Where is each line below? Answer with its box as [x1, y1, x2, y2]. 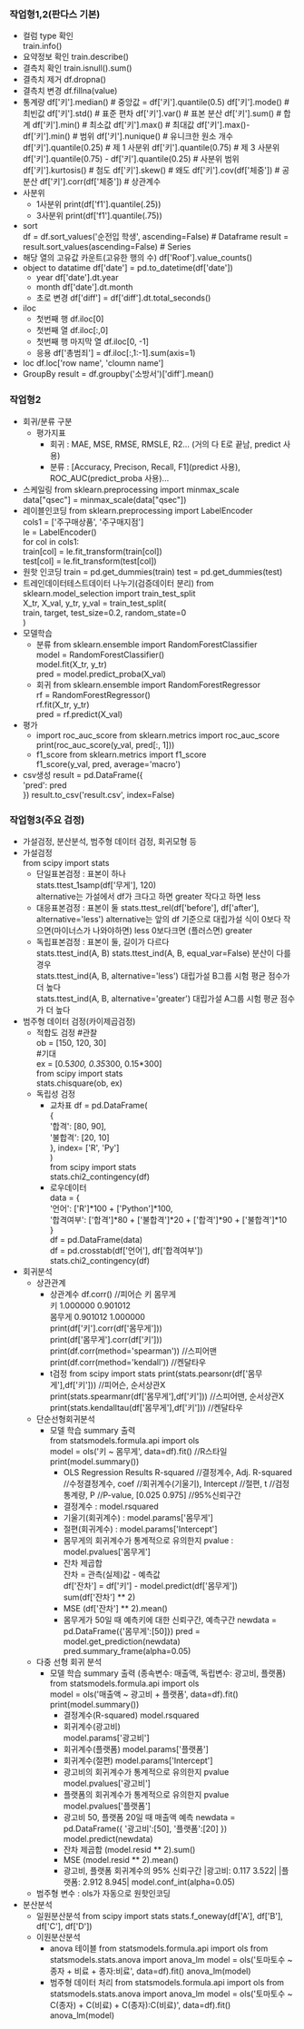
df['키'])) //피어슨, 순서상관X [64, 1379, 166, 1390]
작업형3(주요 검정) [9, 813, 85, 826]
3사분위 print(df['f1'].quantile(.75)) [35, 211, 163, 222]
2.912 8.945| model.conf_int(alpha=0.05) [82, 1876, 236, 1887]
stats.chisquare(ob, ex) [35, 1078, 123, 1088]
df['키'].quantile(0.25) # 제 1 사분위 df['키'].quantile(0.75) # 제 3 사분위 [22, 143, 280, 153]
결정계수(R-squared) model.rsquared [63, 1709, 200, 1720]
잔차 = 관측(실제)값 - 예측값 [63, 1569, 161, 1580]
